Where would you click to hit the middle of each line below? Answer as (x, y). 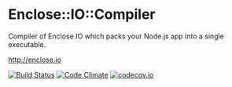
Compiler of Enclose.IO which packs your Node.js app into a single (116, 36)
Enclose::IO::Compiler (82, 14)
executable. (27, 44)
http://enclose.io (35, 60)
